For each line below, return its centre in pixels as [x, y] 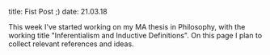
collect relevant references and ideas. [72, 44]
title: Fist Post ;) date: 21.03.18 [58, 12]
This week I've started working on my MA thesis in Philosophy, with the [127, 27]
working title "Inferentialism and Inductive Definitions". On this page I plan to [135, 35]
